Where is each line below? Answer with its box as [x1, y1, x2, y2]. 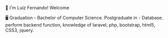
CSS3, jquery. [5, 27, 34, 33]
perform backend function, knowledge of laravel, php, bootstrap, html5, [5, 22, 155, 27]
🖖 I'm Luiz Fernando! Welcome [5, 5, 70, 10]
